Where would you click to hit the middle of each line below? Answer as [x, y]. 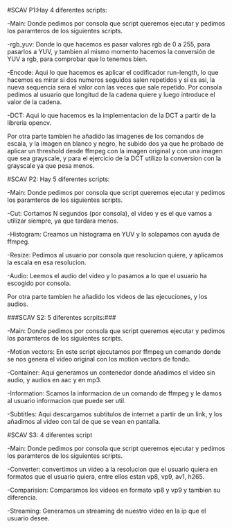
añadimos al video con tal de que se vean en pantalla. [84, 421]
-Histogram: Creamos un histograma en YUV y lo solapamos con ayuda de [114, 234]
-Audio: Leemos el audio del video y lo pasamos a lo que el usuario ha [107, 276]
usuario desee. [28, 518]
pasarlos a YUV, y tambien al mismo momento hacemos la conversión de [111, 52]
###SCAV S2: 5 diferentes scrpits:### [62, 317]
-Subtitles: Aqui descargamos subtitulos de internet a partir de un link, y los [115, 414]
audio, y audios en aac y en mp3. [54, 380]
